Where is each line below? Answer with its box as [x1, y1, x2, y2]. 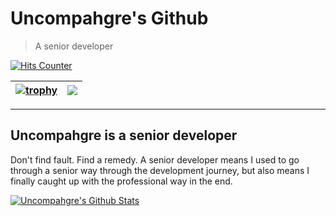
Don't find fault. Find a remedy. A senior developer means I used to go [10, 153, 300, 166]
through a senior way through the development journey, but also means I [10, 164, 310, 176]
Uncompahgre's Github [10, 7, 209, 30]
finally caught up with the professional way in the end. [10, 175, 233, 187]
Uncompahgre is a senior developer [10, 127, 238, 144]
